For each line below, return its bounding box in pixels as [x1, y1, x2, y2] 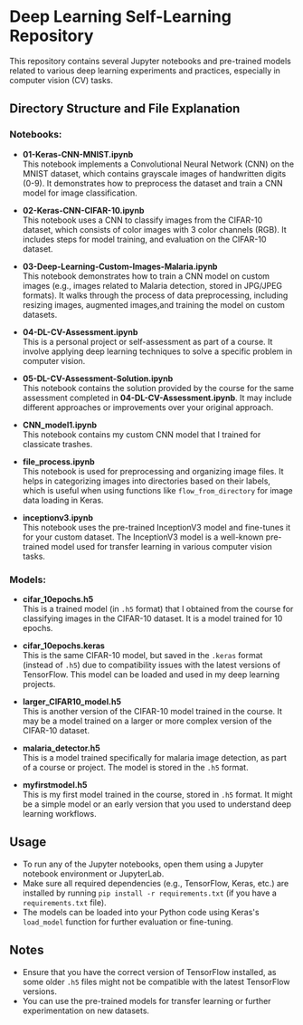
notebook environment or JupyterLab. [22, 867, 165, 879]
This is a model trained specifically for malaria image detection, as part [22, 752, 288, 762]
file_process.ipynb [22, 455, 95, 467]
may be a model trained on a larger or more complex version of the [22, 715, 272, 726]
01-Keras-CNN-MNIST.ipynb [22, 148, 134, 159]
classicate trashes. [22, 438, 93, 449]
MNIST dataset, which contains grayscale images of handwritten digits [22, 168, 287, 178]
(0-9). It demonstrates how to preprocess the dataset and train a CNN [22, 177, 283, 188]
